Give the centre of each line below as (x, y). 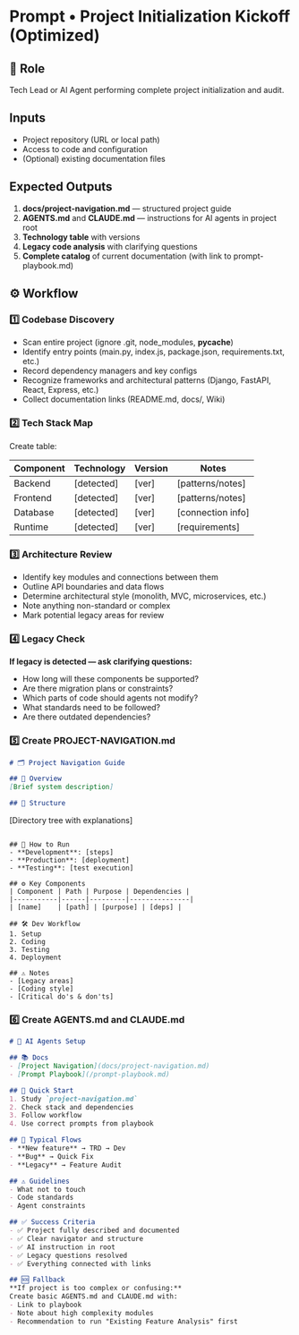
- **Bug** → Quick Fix (51, 1156)
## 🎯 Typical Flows (46, 1140)
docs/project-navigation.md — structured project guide (127, 208)
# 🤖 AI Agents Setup (48, 1042)
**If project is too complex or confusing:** (95, 1288)
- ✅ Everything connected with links (81, 1263)
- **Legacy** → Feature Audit (66, 1165)
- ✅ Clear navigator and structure (77, 1238)
